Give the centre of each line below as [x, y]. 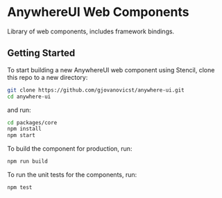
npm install [24, 129]
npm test [20, 188]
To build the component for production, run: [70, 149]
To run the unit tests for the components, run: [72, 175]
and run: [19, 110]
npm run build [28, 162]
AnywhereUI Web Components [98, 12]
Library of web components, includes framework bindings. [91, 31]
